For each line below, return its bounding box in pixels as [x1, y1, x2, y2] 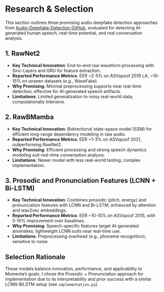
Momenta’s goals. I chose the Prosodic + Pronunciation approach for [5, 271, 143, 277]
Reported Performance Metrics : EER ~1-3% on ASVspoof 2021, [12, 136, 142, 142]
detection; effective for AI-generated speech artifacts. [12, 88, 121, 94]
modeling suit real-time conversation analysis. [12, 152, 105, 157]
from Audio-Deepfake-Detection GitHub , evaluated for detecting [5, 24, 135, 30]
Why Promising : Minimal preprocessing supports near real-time [12, 83, 141, 89]
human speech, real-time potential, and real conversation [26, 30, 142, 36]
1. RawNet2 [5, 49, 40, 58]
